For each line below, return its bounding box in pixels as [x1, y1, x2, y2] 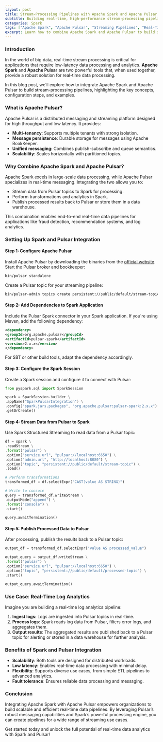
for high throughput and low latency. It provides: [5, 120, 101, 127]
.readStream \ [5, 444, 34, 448]
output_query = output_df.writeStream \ [5, 555, 88, 560]
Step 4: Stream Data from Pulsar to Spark [5, 419, 90, 425]
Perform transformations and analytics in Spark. [12, 193, 108, 200]
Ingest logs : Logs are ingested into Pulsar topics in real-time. [12, 613, 134, 619]
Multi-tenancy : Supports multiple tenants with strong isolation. [12, 130, 138, 136]
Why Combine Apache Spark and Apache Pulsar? [5, 163, 124, 169]
